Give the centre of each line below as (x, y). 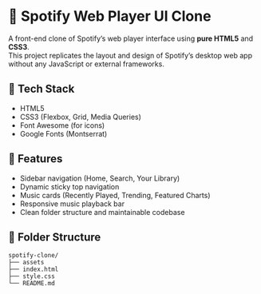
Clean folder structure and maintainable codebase (102, 212)
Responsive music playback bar (72, 204)
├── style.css (32, 276)
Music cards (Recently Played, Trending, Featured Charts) (115, 195)
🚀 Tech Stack (42, 89)
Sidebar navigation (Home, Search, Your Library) (100, 178)
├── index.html (34, 270)
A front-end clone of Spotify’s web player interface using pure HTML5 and (131, 38)
